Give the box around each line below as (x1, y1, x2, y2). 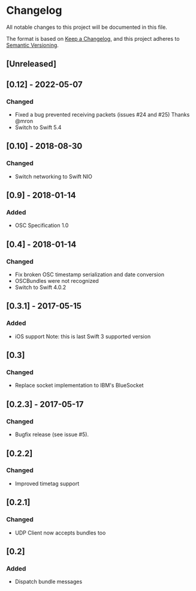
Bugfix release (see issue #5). (14, 431, 89, 438)
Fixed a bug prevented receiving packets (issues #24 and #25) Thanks (14, 111, 190, 118)
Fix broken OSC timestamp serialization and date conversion (14, 271, 165, 278)
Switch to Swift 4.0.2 (14, 283, 67, 291)
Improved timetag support (14, 480, 80, 487)
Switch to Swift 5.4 (14, 124, 62, 131)
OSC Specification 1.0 (14, 222, 69, 229)
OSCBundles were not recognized (14, 277, 99, 285)
